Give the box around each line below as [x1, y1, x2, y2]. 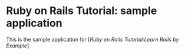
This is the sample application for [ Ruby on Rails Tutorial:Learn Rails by [6, 36, 179, 43]
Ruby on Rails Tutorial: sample [6, 4, 157, 18]
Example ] [6, 42, 29, 49]
